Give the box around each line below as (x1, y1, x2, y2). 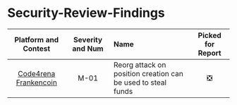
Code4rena (17, 68, 56, 78)
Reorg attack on (114, 60, 166, 70)
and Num (72, 44, 104, 54)
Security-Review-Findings (7, 5, 166, 21)
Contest (23, 44, 51, 54)
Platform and (13, 35, 59, 44)
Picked (197, 30, 221, 40)
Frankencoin (16, 78, 58, 87)
